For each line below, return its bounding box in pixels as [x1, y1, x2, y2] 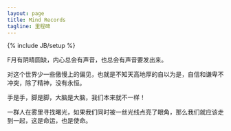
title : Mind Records [7, 16, 67, 23]
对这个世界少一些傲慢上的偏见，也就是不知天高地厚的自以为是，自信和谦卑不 [7, 70, 224, 79]
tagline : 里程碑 [7, 23, 51, 29]
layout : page [7, 10, 45, 17]
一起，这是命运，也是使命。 [12, 117, 91, 125]
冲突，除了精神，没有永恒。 [7, 79, 86, 87]
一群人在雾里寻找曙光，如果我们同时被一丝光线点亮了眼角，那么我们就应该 [7, 108, 218, 117]
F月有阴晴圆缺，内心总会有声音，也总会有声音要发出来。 [7, 56, 168, 64]
